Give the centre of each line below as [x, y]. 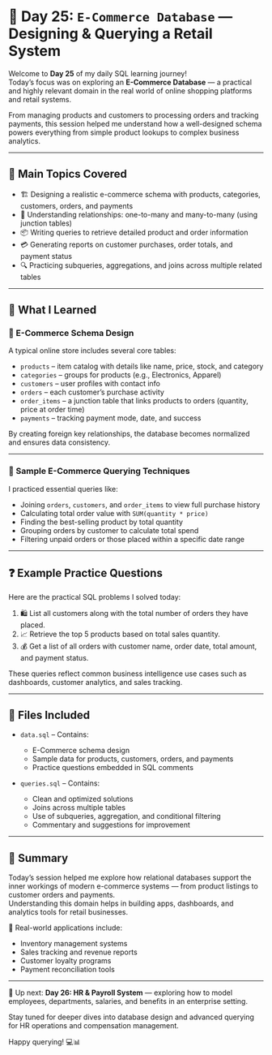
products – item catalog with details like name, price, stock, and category [142, 366]
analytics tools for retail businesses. [68, 912]
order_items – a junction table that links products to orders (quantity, [134, 401]
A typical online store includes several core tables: [92, 351]
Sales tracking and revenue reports [79, 952]
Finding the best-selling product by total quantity [102, 522]
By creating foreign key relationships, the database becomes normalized [129, 434]
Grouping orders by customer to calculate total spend [109, 530]
